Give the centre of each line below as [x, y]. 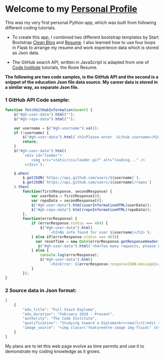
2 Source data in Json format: [41, 290]
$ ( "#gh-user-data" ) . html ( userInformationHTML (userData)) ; [91, 205]
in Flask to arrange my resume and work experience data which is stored [85, 47]
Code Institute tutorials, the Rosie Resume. [55, 67]
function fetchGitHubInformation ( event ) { [49, 110]
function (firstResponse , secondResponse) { [67, 191]
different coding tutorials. [31, 27]
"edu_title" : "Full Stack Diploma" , [60, 309]
